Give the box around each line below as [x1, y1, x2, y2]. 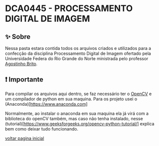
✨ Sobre [5, 32, 31, 41]
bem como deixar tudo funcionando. [5, 126, 79, 131]
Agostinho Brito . [5, 61, 38, 66]
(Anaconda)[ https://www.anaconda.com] [5, 101, 88, 107]
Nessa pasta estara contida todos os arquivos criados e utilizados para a [5, 46, 151, 51]
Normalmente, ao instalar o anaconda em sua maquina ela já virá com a [5, 110, 149, 116]
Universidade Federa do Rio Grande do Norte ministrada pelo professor [5, 56, 149, 61]
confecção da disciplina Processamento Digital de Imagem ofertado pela [5, 50, 151, 56]
